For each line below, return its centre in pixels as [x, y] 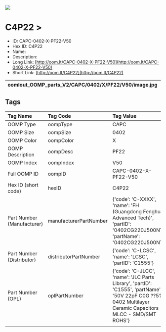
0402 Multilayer [131, 302]
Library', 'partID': [132, 283]
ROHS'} [121, 320]
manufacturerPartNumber [78, 221]
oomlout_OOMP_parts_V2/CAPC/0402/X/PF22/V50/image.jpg [83, 85]
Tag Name [20, 116]
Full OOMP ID [23, 174]
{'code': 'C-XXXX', [134, 199]
